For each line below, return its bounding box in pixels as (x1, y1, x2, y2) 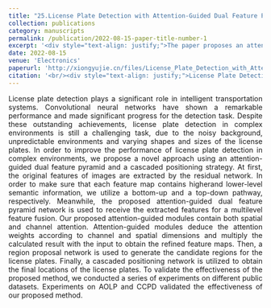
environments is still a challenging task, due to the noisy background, (8, 128, 263, 138)
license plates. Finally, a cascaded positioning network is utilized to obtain (8, 256, 263, 265)
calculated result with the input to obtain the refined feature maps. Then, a (8, 239, 263, 248)
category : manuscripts (8, 27, 85, 35)
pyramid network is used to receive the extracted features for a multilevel (8, 204, 263, 214)
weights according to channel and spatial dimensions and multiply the (8, 230, 263, 240)
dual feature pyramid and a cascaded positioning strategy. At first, (34, 162, 263, 171)
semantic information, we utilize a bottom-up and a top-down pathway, (8, 187, 263, 197)
